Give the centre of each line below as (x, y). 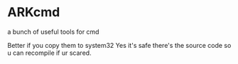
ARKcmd (34, 12)
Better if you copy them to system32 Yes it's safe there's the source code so (119, 45)
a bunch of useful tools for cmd (53, 32)
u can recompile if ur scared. (49, 53)
